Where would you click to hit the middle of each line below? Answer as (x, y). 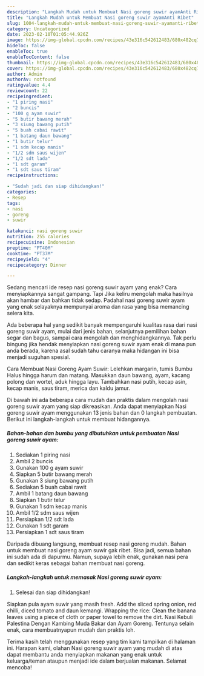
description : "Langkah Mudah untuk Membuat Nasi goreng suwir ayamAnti (99, 12)
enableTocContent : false (38, 57)
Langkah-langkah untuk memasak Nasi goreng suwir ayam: (84, 577)
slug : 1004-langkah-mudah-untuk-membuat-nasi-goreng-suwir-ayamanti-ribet (103, 23)
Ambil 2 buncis (34, 461)
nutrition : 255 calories (38, 237)
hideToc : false (26, 46)
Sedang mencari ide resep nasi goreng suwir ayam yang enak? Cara (92, 287)
